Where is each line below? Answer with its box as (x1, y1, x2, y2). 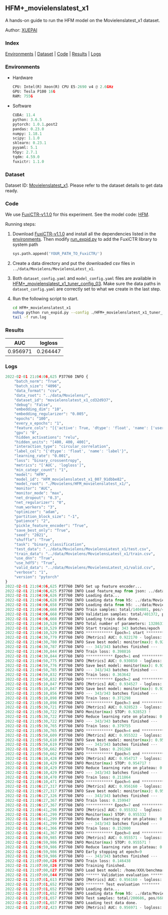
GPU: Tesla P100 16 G (12, 89, 55, 94)
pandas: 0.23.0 (12, 126, 44, 132)
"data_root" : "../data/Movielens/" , (14, 393, 91, 398)
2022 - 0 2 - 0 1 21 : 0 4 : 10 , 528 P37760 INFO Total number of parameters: (5, 621, 146, 626)
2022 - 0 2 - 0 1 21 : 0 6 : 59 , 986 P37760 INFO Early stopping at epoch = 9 (5, 849, 142, 854)
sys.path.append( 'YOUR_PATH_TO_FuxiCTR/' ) (12, 251, 102, 256)
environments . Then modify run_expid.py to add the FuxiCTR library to (12, 236, 157, 242)
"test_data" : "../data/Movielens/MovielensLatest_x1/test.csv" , (14, 546, 151, 551)
